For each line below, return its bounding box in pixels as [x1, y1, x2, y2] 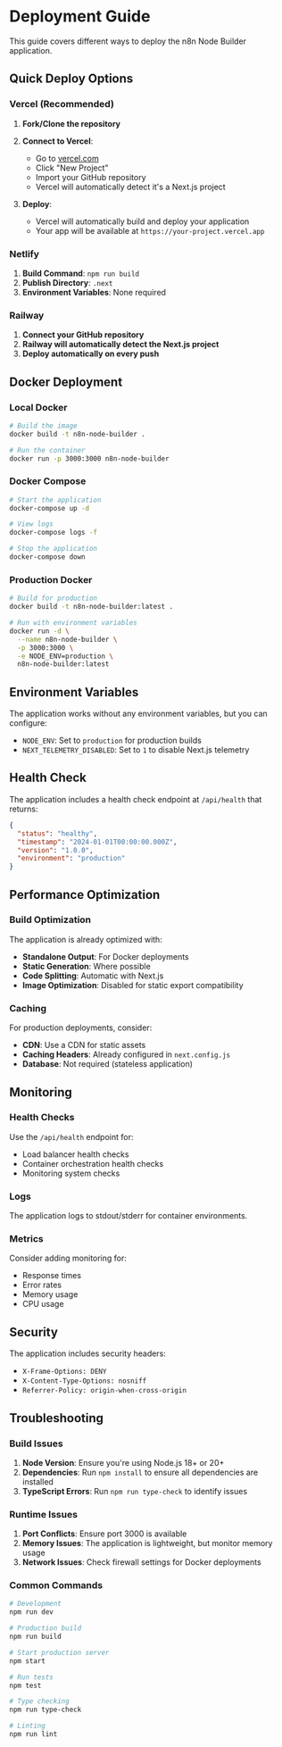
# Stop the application [9, 545, 98, 553]
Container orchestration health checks [21, 1158, 164, 1169]
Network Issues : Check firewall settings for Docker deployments [21, 1557, 261, 1568]
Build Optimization [9, 913, 92, 926]
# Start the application [9, 495, 102, 504]
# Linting [9, 1721, 46, 1731]
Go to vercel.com [35, 153, 100, 163]
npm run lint [9, 1730, 58, 1739]
